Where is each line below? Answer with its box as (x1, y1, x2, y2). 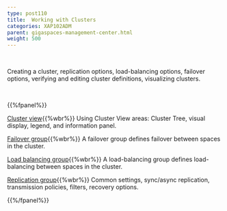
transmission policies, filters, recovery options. (7, 183, 139, 191)
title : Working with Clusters (7, 16, 96, 23)
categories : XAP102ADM (7, 23, 72, 29)
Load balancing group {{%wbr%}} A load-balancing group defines (7, 155, 193, 164)
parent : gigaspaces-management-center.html (7, 29, 133, 36)
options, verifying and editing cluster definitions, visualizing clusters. (7, 74, 200, 83)
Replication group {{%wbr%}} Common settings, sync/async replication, (7, 175, 210, 184)
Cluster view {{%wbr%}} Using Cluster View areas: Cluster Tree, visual (7, 114, 206, 123)
